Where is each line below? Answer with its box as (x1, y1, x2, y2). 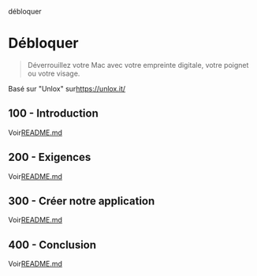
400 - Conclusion (8, 238, 97, 252)
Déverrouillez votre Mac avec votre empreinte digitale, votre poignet (27, 60, 249, 69)
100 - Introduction (8, 106, 99, 121)
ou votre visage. (27, 69, 80, 78)
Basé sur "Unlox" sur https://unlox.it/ (8, 84, 126, 93)
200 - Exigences (8, 151, 91, 164)
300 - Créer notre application (8, 194, 155, 207)
